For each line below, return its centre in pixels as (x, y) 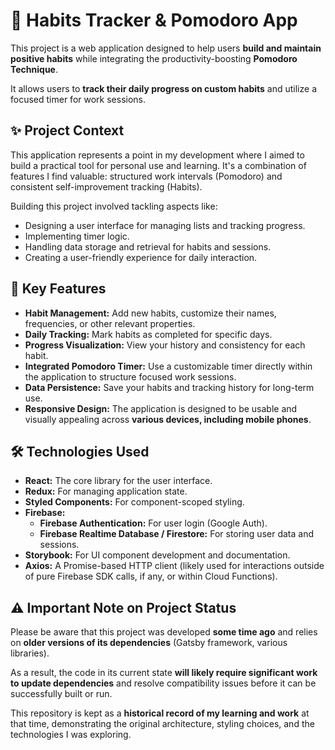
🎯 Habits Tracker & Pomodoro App (154, 20)
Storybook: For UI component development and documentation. (157, 555)
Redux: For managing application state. (106, 491)
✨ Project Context (67, 130)
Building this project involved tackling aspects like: (114, 206)
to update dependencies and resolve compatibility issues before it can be (163, 683)
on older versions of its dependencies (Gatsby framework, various (149, 643)
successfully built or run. (61, 694)
